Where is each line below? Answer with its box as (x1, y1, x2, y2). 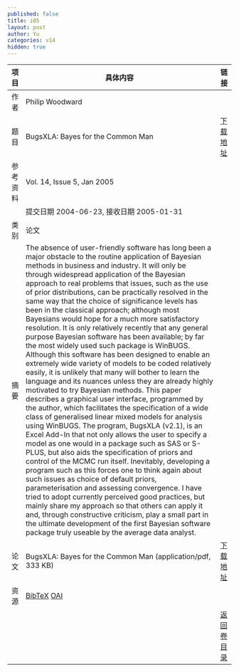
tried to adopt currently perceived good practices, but (26, 492, 205, 502)
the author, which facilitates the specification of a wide (26, 403, 208, 413)
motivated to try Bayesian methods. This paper (26, 385, 182, 395)
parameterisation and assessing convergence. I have (26, 483, 202, 493)
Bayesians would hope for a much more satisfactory (26, 314, 199, 324)
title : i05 (7, 17, 40, 24)
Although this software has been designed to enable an (26, 350, 211, 359)
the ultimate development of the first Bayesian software (26, 519, 211, 528)
